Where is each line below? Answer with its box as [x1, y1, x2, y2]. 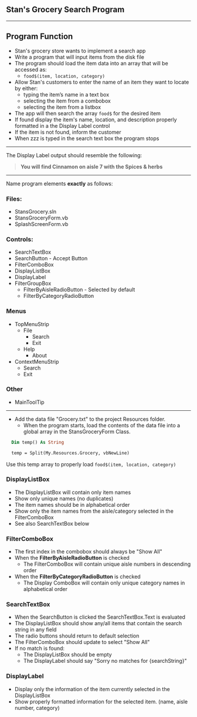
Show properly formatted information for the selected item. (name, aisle [14, 698, 188, 705]
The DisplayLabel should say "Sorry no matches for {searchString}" [23, 658, 187, 665]
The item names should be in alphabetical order [14, 501, 130, 508]
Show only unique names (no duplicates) [14, 494, 114, 502]
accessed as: [14, 66, 47, 73]
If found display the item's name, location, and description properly [14, 116, 177, 123]
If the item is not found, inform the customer [14, 128, 121, 135]
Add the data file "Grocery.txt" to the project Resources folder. [14, 415, 166, 423]
